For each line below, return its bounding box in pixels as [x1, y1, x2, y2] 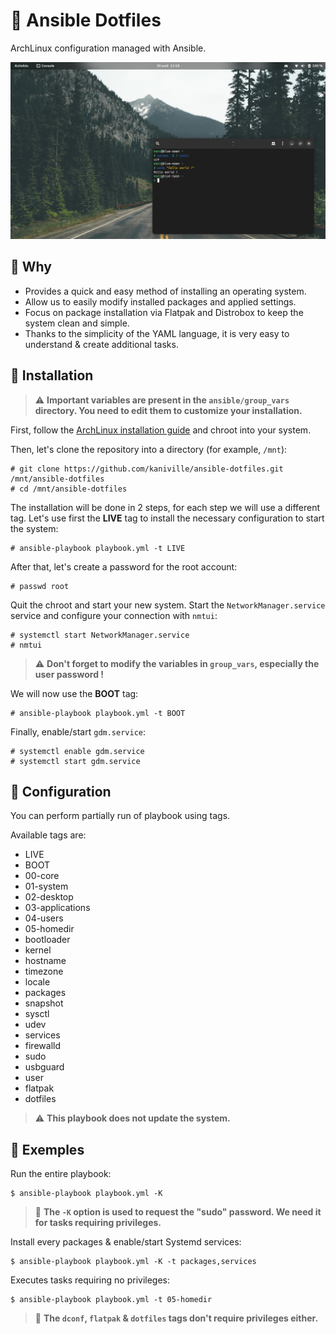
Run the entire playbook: [10, 1168, 112, 1180]
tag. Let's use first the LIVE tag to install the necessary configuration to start [10, 512, 325, 524]
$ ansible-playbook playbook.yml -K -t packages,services [10, 1257, 257, 1267]
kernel [24, 944, 52, 956]
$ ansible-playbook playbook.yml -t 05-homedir [10, 1295, 213, 1305]
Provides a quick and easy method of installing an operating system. [24, 285, 307, 297]
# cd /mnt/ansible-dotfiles [10, 484, 128, 494]
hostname [24, 955, 67, 967]
